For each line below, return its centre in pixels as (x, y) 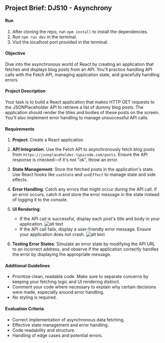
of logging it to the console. (40, 200)
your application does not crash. (52, 234)
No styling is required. (35, 297)
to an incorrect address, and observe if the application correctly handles (85, 249)
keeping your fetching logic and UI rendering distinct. (66, 282)
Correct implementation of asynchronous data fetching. (68, 319)
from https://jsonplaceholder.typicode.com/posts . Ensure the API (80, 155)
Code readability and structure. (44, 330)
